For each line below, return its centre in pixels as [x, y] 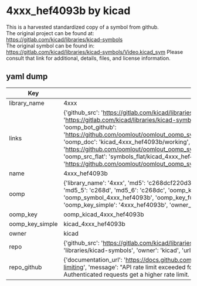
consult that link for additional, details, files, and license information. [89, 58]
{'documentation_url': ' [95, 260]
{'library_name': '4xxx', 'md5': [104, 183]
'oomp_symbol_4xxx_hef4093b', [109, 198]
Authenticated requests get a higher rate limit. [126, 274]
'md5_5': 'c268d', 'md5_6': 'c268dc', [115, 190]
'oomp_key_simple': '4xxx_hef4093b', [116, 205]
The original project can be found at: [50, 33]
